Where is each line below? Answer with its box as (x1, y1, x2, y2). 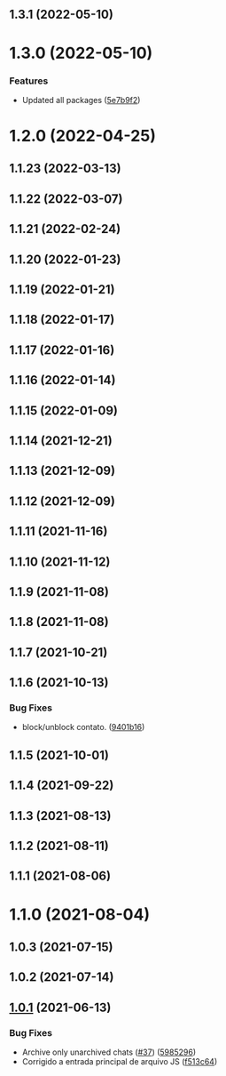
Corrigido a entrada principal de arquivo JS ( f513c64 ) (21, 1056, 218, 1066)
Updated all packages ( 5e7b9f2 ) (21, 94, 141, 105)
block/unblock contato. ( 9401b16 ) (21, 722, 145, 733)
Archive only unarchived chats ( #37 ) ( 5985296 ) (21, 1047, 197, 1057)
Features (9, 75, 49, 87)
